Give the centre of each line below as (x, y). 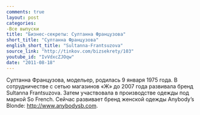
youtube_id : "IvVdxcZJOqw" (40, 57)
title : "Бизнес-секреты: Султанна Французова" (66, 34)
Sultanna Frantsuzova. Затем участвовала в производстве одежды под (98, 93)
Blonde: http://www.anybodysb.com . (52, 105)
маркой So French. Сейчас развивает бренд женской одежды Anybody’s (100, 99)
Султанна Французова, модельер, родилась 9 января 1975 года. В (92, 80)
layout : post (23, 18)
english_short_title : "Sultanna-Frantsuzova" (65, 46)
